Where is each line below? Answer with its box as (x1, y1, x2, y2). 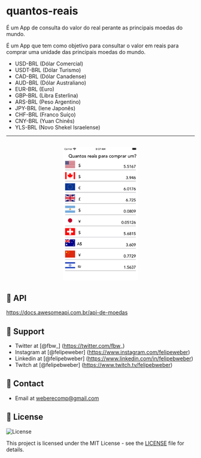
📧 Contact (6, 379, 44, 389)
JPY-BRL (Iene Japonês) (14, 104, 76, 112)
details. (6, 445, 25, 453)
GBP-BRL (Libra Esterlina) (14, 92, 79, 99)
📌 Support (6, 326, 45, 336)
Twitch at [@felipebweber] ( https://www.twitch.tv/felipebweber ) (14, 361, 173, 368)
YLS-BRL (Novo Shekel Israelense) (14, 123, 100, 131)
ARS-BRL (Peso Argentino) (14, 98, 81, 106)
